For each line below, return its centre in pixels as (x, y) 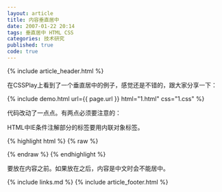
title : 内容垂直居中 (33, 20)
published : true (30, 45)
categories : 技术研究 (36, 39)
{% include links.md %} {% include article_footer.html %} (88, 182)
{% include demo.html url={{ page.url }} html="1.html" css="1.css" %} (106, 98)
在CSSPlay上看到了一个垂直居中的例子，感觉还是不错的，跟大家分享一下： (112, 85)
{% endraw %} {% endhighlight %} (57, 154)
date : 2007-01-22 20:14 (41, 26)
